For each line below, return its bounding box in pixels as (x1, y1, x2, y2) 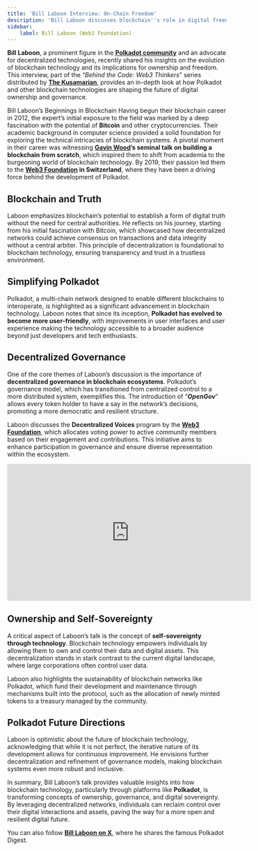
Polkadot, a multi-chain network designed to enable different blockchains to (7, 294, 225, 302)
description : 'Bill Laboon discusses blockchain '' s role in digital (7, 17, 210, 24)
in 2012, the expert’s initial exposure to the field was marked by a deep (7, 114, 209, 122)
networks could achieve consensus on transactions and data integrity (7, 234, 207, 242)
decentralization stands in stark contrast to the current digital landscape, (7, 654, 216, 662)
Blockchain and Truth (7, 193, 102, 205)
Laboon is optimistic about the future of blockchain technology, (7, 735, 189, 744)
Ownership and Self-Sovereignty (7, 613, 153, 625)
